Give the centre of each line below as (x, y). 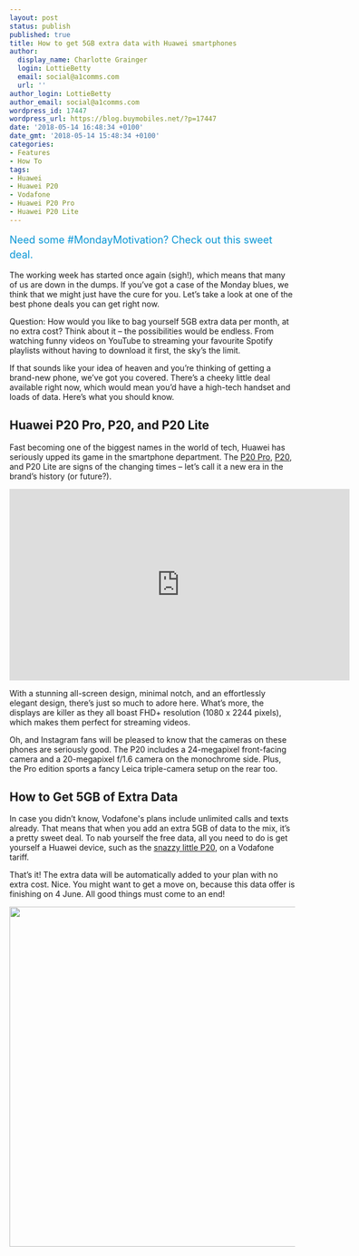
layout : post (34, 18)
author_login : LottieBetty (60, 93)
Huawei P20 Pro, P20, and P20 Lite (110, 426)
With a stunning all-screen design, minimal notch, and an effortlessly (137, 693)
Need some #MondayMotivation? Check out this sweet (141, 239)
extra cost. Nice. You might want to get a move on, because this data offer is (152, 884)
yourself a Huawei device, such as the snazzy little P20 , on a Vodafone (142, 848)
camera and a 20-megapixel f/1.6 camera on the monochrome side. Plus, (146, 759)
